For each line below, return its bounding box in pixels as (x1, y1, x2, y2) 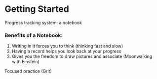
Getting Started (4, 3, 70, 15)
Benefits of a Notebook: (4, 32, 63, 39)
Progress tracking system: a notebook (4, 20, 82, 26)
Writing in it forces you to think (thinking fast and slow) (11, 43, 123, 49)
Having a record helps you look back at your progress (11, 48, 121, 54)
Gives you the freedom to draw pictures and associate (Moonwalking (11, 53, 153, 59)
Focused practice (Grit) (4, 68, 52, 74)
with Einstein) (11, 59, 40, 65)
